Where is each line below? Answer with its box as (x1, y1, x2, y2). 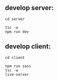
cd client (5, 55, 25, 60)
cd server (5, 16, 25, 21)
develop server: (5, 4, 54, 12)
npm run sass (5, 64, 31, 68)
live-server (5, 72, 29, 77)
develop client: (5, 42, 51, 51)
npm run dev (5, 29, 29, 34)
